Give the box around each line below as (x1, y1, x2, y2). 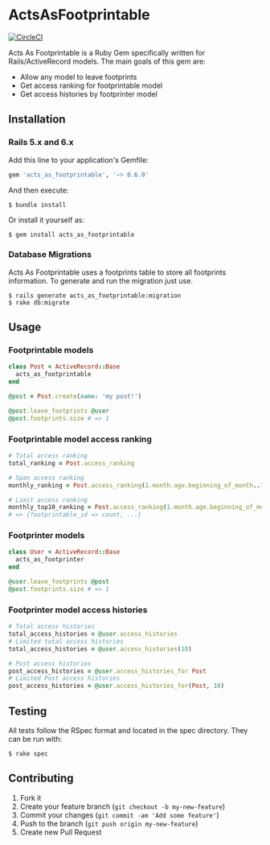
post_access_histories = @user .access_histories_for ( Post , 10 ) (8, 682, 225, 690)
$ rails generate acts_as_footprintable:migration (8, 292, 182, 300)
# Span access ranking (8, 474, 84, 482)
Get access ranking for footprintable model (19, 81, 163, 90)
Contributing (8, 772, 74, 785)
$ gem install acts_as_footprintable (8, 230, 135, 238)
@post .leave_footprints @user (8, 407, 110, 415)
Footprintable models (8, 345, 94, 356)
